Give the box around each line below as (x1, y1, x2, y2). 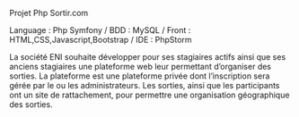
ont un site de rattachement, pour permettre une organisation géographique (9, 89, 290, 100)
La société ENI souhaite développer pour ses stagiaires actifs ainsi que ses (9, 52, 286, 62)
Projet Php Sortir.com (9, 8, 89, 18)
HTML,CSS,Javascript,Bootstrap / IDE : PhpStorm (9, 35, 192, 45)
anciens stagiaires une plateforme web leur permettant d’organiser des (9, 62, 272, 71)
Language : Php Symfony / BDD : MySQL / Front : (9, 25, 191, 35)
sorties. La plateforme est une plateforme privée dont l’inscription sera (9, 71, 270, 81)
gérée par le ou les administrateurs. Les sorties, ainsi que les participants (9, 80, 280, 90)
